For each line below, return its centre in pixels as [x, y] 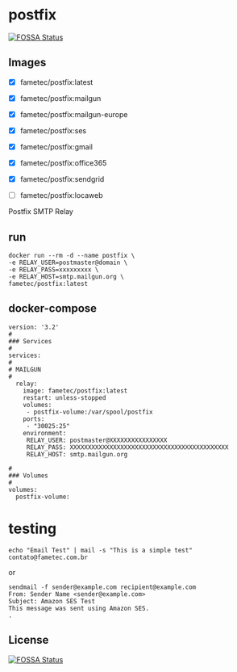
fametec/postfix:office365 [63, 163]
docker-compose [53, 309]
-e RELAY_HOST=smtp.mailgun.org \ [67, 277]
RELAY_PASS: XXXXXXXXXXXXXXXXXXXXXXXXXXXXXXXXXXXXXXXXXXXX [127, 447]
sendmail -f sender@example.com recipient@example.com [102, 587]
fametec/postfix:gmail [56, 147]
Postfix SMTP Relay [41, 212]
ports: [34, 419]
